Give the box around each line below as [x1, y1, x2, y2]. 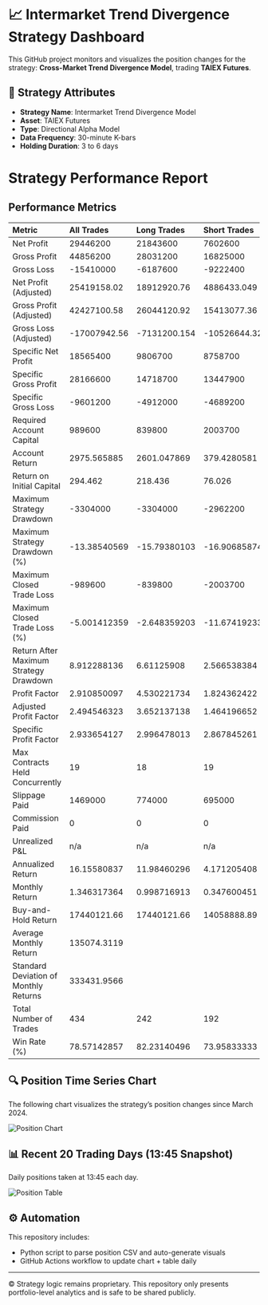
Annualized [12, 858, 54, 869]
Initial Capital [12, 480, 61, 491]
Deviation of [12, 970, 58, 981]
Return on [12, 470, 49, 481]
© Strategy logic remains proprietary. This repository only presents [8, 1279, 229, 1289]
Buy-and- [12, 904, 52, 915]
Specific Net [12, 346, 59, 357]
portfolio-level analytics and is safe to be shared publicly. [8, 1287, 196, 1297]
